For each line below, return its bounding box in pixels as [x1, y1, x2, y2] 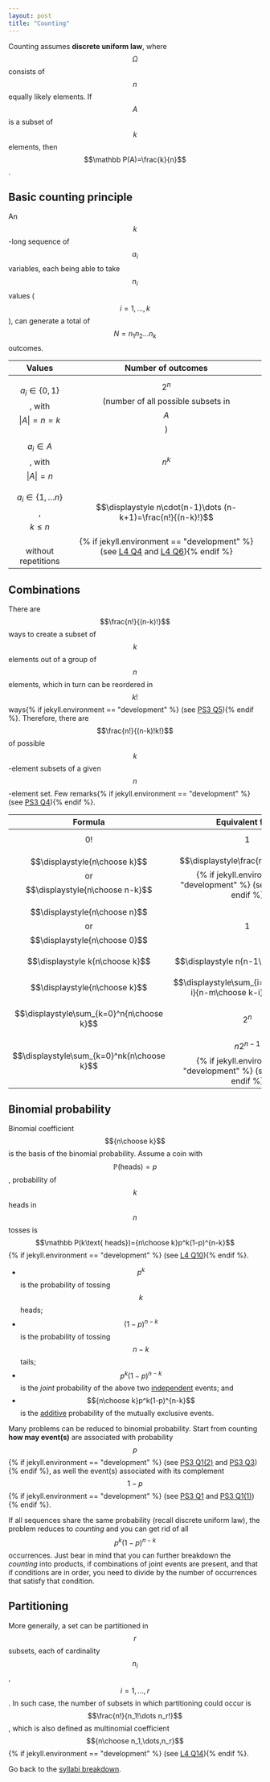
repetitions [19, 556, 60, 567]
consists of [8, 66, 46, 76]
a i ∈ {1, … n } [16, 492, 63, 504]
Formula [72, 817, 105, 828]
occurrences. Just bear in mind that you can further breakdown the [8, 1550, 231, 1560]
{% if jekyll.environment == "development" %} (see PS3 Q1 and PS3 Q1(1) [8, 1492, 252, 1501]
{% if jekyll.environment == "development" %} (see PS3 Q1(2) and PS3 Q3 [8, 1458, 256, 1467]
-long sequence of [8, 237, 70, 246]
